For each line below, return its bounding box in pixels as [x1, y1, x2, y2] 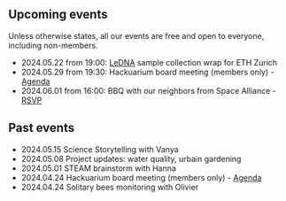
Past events [8, 120, 75, 135]
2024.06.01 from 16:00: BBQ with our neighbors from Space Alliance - [20, 85, 276, 96]
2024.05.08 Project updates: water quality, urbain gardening [20, 153, 242, 164]
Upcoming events [8, 7, 108, 22]
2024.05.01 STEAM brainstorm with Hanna [20, 163, 176, 174]
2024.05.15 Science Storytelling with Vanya [20, 143, 179, 154]
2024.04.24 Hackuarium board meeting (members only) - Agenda [20, 172, 262, 182]
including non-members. [8, 40, 98, 50]
